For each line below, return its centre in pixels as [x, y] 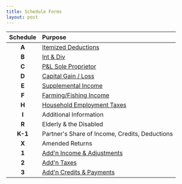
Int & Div [54, 57]
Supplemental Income [72, 85]
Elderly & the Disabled [73, 124]
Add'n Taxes [59, 162]
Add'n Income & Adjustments [82, 153]
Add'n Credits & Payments [79, 172]
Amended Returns [67, 143]
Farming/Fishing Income [76, 95]
